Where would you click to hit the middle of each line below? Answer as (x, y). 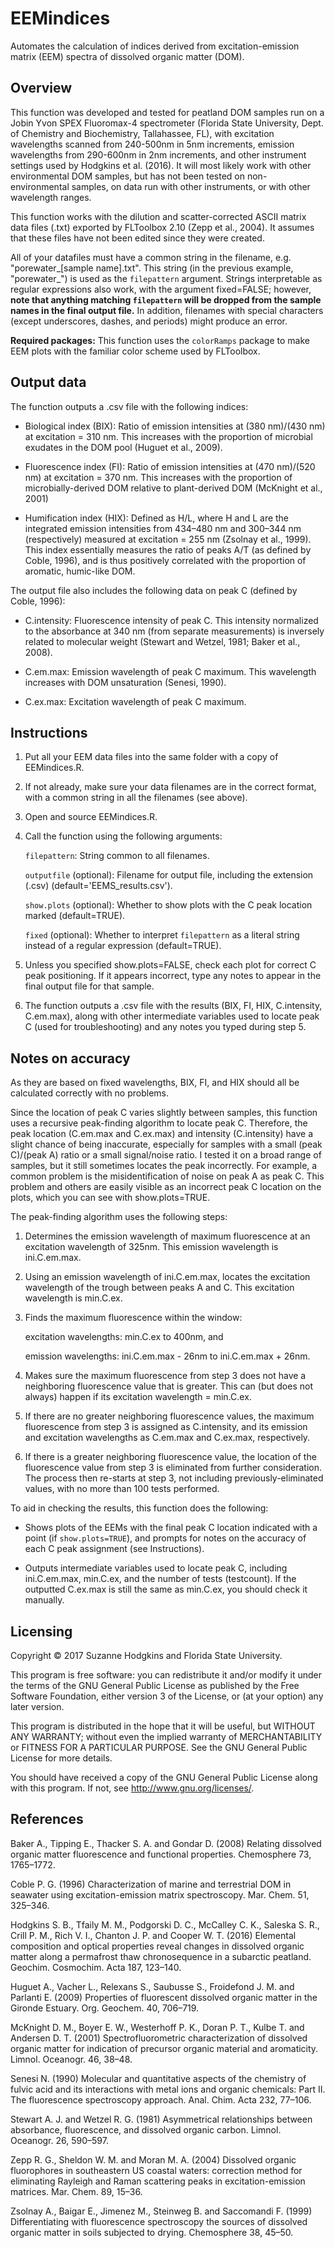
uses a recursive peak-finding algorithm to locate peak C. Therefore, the (159, 1123)
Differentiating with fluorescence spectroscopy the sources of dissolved (159, 2221)
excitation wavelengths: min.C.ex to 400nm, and (124, 1337)
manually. (44, 1600)
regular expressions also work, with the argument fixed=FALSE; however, (161, 289)
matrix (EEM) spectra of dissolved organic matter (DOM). (127, 56)
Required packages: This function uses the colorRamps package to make (160, 340)
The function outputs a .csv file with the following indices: (129, 406)
